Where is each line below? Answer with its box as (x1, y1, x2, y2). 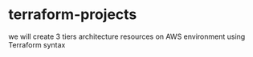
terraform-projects (8, 6, 137, 24)
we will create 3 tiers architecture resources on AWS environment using (8, 32, 246, 41)
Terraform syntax (8, 40, 66, 49)
